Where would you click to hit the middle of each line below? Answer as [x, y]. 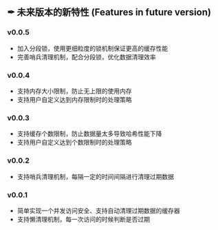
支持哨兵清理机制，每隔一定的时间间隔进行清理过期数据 [95, 176]
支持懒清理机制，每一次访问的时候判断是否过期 [83, 219]
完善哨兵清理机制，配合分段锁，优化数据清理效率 [86, 56]
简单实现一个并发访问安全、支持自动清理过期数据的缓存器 [98, 210]
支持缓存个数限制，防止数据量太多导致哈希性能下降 [89, 134]
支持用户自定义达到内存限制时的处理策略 [74, 99]
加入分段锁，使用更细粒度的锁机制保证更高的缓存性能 [92, 48]
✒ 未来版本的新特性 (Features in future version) [109, 12]
